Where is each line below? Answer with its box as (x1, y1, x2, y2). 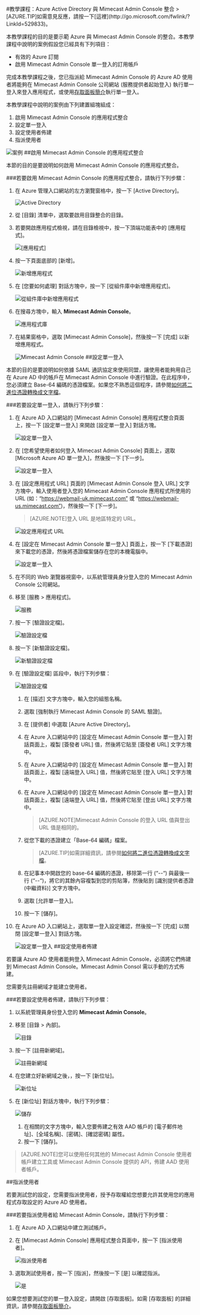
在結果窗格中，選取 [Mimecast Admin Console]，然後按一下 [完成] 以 (14, 333, 184, 340)
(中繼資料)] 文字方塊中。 (23, 884, 84, 891)
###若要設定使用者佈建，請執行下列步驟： (6, 996, 110, 1003)
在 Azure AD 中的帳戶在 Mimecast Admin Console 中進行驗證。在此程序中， (6, 374, 193, 381)
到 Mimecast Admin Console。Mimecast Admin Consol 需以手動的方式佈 (6, 963, 185, 970)
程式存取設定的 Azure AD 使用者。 (6, 1198, 91, 1206)
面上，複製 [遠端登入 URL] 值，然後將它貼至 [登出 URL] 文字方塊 (34, 796, 192, 803)
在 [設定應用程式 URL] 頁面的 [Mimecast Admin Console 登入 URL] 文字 (14, 480, 190, 487)
